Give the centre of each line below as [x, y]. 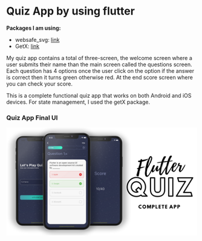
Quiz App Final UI [32, 118]
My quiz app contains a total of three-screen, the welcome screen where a [99, 58]
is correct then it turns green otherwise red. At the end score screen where [100, 77]
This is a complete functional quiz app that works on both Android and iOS [99, 95]
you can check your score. [39, 84]
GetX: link [27, 46]
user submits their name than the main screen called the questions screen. [99, 64]
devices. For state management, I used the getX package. [78, 102]
